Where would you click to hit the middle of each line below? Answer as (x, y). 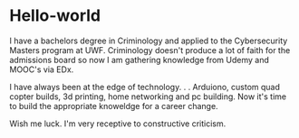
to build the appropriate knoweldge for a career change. (114, 106)
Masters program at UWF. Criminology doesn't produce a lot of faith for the (150, 50)
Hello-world (55, 16)
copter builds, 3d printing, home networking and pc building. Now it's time (148, 97)
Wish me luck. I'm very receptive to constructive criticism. (118, 124)
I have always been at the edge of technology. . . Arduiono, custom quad (145, 87)
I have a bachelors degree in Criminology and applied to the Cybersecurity (149, 41)
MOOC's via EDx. (42, 69)
